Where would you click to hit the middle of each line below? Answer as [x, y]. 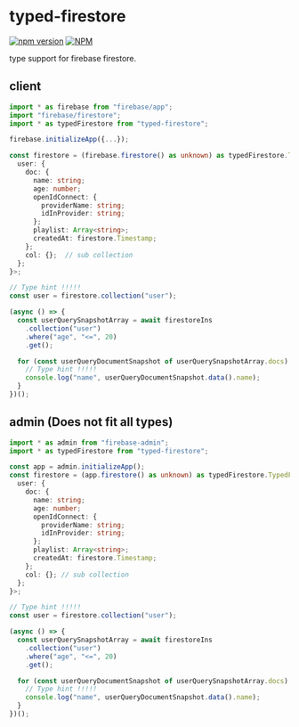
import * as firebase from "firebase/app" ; [91, 107]
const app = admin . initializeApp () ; [77, 467]
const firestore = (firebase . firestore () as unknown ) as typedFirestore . [149, 156]
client [25, 86]
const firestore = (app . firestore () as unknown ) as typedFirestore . [139, 475]
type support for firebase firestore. [73, 58]
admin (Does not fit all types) [91, 422]
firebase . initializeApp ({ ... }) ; [69, 140]
